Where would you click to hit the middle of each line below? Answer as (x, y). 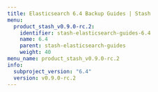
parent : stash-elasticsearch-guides (73, 46)
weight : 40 (35, 53)
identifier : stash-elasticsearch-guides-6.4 (85, 33)
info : (15, 65)
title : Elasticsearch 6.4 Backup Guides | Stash (79, 13)
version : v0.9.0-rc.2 (45, 78)
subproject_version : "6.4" (53, 71)
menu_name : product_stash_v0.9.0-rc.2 (63, 59)
